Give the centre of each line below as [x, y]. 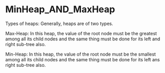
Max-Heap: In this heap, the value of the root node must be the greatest [81, 33]
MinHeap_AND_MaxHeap [60, 9]
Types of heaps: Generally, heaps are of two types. [59, 23]
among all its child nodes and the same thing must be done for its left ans [82, 59]
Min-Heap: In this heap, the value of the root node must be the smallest [81, 54]
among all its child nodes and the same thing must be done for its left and [83, 39]
